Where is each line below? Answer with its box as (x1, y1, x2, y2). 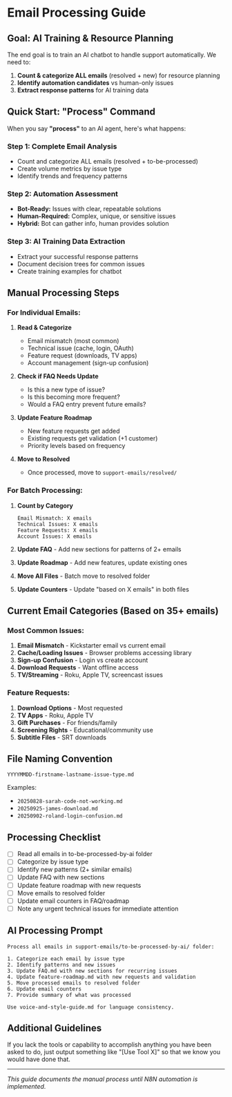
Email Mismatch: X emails (17, 514, 92, 522)
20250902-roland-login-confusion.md (17, 813, 123, 819)
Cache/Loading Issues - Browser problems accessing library (17, 649, 192, 657)
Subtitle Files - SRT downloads (17, 733, 107, 741)
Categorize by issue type (17, 857, 88, 866)
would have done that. (7, 1055, 71, 1064)
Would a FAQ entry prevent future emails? (27, 400, 146, 409)
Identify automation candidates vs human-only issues (17, 79, 174, 87)
